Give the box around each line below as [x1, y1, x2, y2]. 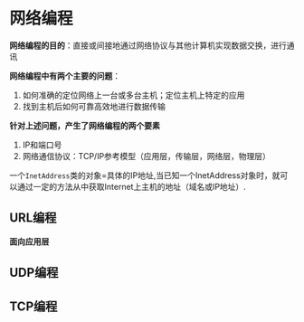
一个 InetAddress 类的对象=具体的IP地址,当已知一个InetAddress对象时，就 [9, 169, 280, 181]
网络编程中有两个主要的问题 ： [9, 70, 120, 81]
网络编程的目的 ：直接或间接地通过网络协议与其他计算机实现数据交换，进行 [9, 40, 287, 51]
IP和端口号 [22, 139, 62, 150]
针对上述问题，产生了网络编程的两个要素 [9, 119, 160, 131]
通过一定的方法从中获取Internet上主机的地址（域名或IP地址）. [16, 181, 246, 192]
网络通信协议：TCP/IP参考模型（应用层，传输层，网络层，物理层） [22, 150, 271, 161]
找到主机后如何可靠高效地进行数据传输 [22, 100, 166, 111]
